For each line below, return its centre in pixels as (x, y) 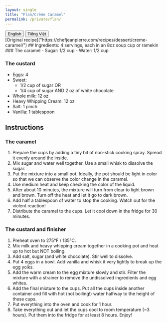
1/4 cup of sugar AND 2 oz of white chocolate (67, 90)
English (14, 34)
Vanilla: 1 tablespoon (33, 112)
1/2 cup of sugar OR (40, 85)
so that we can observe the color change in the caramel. (70, 179)
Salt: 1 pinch (25, 106)
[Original (14, 40)
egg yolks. (23, 267)
